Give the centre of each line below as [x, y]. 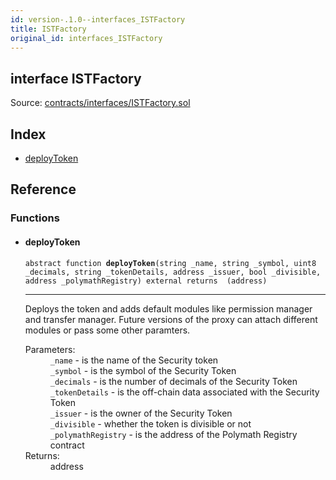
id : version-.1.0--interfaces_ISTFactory [98, 19]
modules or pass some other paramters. [107, 330]
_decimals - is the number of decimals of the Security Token [173, 381]
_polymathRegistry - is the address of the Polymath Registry [173, 434]
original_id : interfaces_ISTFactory [86, 38]
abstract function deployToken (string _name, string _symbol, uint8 [170, 263]
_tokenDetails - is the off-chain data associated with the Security [184, 392]
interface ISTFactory [76, 78]
